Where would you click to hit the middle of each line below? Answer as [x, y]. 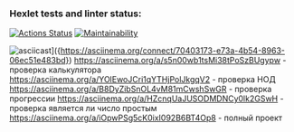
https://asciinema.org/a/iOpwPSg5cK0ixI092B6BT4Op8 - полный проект [146, 118]
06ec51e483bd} [39, 61]
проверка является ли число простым [83, 108]
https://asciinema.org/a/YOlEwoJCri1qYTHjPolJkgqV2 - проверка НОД [142, 80]
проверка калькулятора [56, 70]
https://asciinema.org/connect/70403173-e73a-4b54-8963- [172, 51]
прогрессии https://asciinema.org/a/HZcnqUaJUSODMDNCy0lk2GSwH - [147, 99]
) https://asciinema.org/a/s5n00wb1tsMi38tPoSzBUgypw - [178, 61]
